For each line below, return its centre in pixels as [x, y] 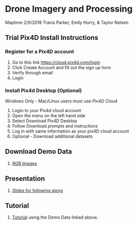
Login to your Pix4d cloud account [47, 110]
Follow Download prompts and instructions [55, 126]
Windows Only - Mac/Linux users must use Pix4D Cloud [61, 101]
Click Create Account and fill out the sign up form [61, 67]
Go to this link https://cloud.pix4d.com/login [56, 62]
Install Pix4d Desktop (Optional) [43, 90]
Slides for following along [37, 190]
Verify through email [33, 73]
